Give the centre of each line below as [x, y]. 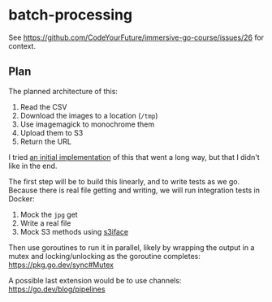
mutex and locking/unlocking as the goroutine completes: [105, 256]
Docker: [22, 198]
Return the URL [45, 141]
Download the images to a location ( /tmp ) [89, 115]
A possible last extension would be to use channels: [95, 280]
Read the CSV [43, 106]
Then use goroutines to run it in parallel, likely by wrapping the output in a [132, 247]
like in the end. [33, 166]
